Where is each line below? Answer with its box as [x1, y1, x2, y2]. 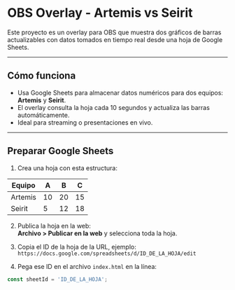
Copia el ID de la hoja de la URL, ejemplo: [17, 242, 136, 251]
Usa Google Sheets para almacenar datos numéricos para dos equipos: [17, 88, 224, 97]
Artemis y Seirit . [17, 96, 66, 104]
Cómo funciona [7, 70, 76, 82]
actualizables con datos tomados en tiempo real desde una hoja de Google [7, 35, 223, 43]
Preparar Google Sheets [7, 145, 114, 157]
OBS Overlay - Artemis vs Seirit [7, 5, 194, 21]
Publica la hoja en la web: [17, 221, 91, 230]
